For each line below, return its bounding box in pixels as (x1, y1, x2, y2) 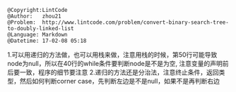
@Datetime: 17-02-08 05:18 (7, 37, 87, 44)
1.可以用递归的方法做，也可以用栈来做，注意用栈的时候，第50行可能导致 (7, 51, 218, 59)
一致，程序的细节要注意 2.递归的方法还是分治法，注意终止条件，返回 (19, 68, 219, 77)
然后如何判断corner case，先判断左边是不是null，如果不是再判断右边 (19, 77, 220, 85)
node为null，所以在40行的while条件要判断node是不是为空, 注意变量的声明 (7, 60, 223, 67)
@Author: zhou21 (7, 13, 61, 20)
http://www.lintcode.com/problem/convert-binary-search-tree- (42, 19, 230, 26)
